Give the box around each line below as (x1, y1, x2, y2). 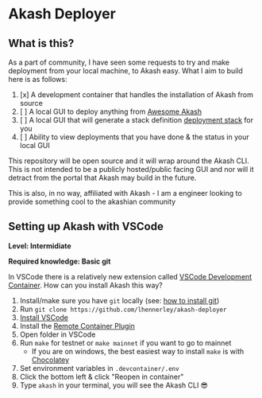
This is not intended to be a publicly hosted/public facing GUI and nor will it (8, 165, 254, 174)
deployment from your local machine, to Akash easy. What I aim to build (8, 66, 244, 76)
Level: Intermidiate (8, 240, 71, 251)
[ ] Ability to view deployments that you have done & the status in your (19, 132, 249, 142)
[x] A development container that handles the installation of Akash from (19, 90, 254, 99)
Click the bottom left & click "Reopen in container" (19, 372, 184, 381)
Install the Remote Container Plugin (19, 321, 135, 330)
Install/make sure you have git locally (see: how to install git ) (19, 295, 220, 305)
